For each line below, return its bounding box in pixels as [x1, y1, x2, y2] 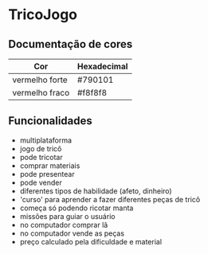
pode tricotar [19, 152, 63, 162]
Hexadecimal [77, 61, 128, 72]
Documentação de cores [8, 37, 133, 51]
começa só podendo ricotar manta [19, 203, 134, 213]
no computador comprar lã [19, 220, 108, 229]
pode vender [19, 178, 62, 187]
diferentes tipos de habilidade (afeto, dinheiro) [19, 186, 173, 196]
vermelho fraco [12, 88, 70, 98]
